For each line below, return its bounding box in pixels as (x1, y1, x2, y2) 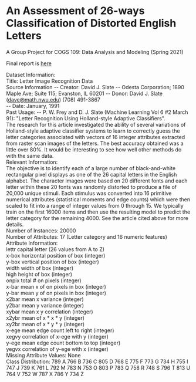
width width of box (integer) (6, 264, 74, 271)
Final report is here (6, 60, 52, 67)
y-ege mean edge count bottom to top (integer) (6, 339, 121, 346)
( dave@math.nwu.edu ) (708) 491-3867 (6, 96, 101, 103)
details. (6, 221, 24, 228)
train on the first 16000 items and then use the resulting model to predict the (6, 208, 191, 215)
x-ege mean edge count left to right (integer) (6, 327, 114, 334)
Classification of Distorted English (6, 16, 177, 30)
